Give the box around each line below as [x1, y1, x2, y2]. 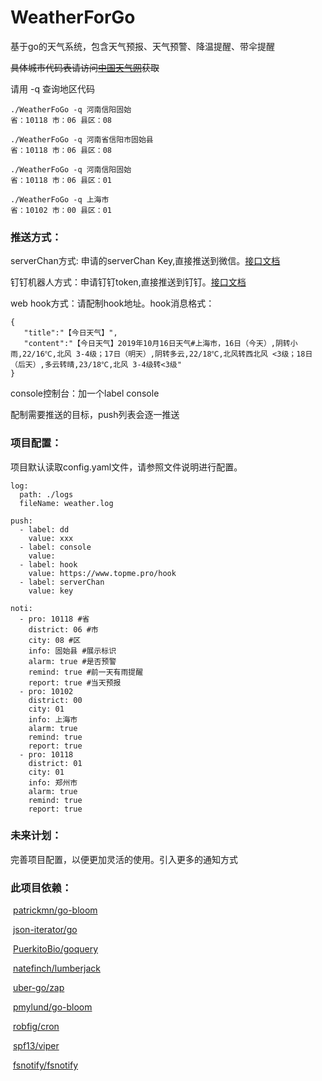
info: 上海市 [28, 714, 78, 725]
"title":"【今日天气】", [23, 328, 118, 338]
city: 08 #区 [28, 635, 82, 645]
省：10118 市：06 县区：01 [10, 175, 112, 185]
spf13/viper [12, 1040, 60, 1052]
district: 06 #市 [28, 624, 99, 635]
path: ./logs [19, 489, 74, 500]
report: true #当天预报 [28, 677, 122, 688]
